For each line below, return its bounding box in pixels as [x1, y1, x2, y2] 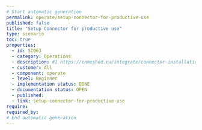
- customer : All [11, 64, 52, 71]
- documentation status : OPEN [11, 87, 87, 93]
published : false [6, 20, 50, 26]
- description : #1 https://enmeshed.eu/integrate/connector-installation [11, 59, 200, 65]
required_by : [6, 109, 39, 115]
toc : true [6, 37, 31, 43]
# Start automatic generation [6, 8, 82, 15]
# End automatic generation [6, 114, 77, 120]
